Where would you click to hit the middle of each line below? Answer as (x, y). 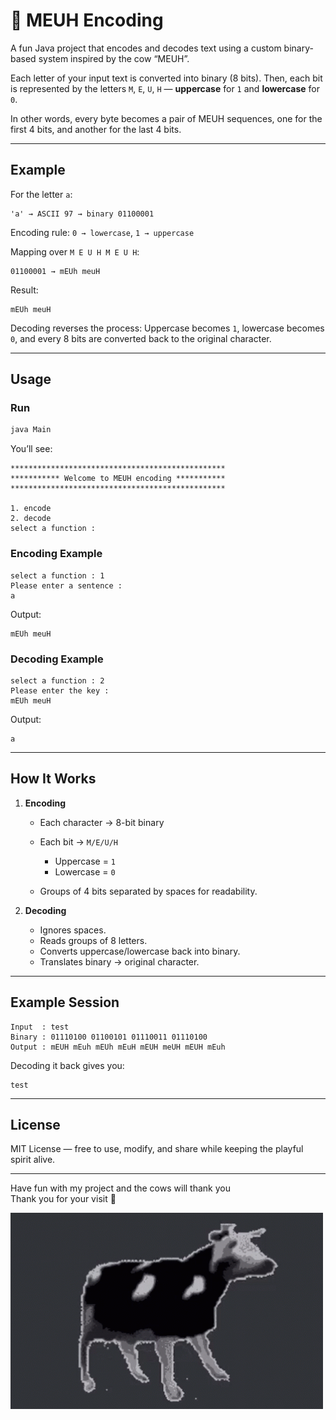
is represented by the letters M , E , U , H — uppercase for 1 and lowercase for (165, 88)
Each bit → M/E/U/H (78, 841)
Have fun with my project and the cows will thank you (120, 1188)
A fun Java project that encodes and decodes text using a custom (146, 48)
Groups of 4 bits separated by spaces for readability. (148, 891)
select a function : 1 (57, 575)
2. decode (31, 519)
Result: (24, 290)
